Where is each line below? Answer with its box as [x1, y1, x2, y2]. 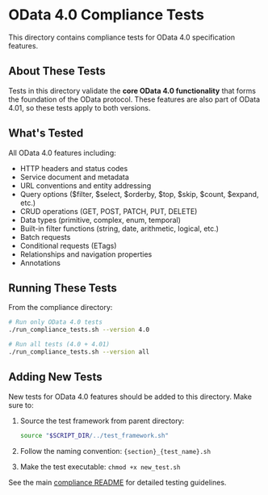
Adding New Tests [8, 370, 103, 384]
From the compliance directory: [8, 303, 113, 313]
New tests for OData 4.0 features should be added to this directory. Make [8, 392, 253, 401]
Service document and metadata [19, 172, 129, 182]
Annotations [19, 258, 61, 267]
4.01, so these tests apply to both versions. [8, 103, 151, 112]
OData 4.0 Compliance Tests [8, 6, 204, 24]
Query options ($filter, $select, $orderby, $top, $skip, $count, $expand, [19, 189, 259, 199]
